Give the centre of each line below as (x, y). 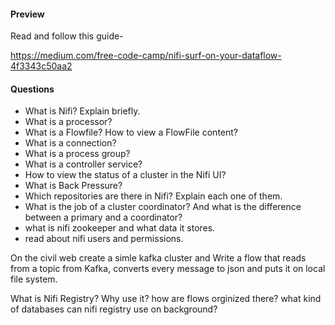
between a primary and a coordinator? (103, 217)
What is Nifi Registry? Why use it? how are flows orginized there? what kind (166, 299)
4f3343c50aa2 (41, 66)
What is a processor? (68, 122)
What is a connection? (70, 143)
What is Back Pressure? (73, 186)
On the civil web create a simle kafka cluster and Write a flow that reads (158, 258)
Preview (27, 14)
